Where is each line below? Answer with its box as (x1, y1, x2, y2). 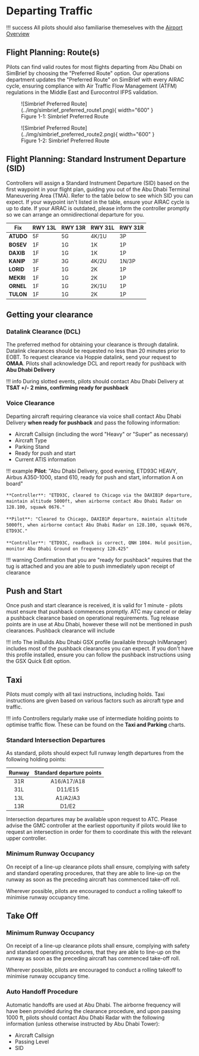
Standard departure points (34, 769, 102, 776)
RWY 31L (90, 224, 115, 232)
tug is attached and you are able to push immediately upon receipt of (6, 563, 175, 570)
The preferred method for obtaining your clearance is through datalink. (6, 341, 179, 348)
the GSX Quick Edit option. (6, 658, 71, 665)
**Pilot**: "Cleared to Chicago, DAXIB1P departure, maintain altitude (6, 516, 187, 522)
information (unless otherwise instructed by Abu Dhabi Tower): (6, 1020, 160, 1027)
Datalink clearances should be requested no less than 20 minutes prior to (6, 347, 186, 355)
